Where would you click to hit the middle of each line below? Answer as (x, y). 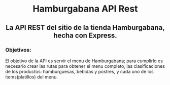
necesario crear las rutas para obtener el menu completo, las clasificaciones (85, 66)
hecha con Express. (85, 35)
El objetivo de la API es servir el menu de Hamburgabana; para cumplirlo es (84, 61)
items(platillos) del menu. (32, 77)
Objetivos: (18, 50)
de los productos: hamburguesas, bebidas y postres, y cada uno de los (79, 71)
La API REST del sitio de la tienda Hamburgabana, (85, 28)
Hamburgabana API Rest (85, 9)
